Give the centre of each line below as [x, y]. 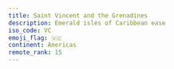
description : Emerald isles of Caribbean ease [87, 23]
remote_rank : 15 [35, 52]
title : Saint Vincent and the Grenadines [78, 15]
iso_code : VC [30, 30]
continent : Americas [43, 45]
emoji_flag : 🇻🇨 [35, 38]
